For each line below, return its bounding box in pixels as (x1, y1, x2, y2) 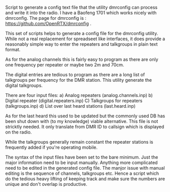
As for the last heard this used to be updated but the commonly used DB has (5, 113, 165, 119)
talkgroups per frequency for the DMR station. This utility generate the (5, 77, 152, 83)
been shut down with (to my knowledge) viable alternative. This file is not (5, 118, 158, 124)
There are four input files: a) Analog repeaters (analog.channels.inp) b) (5, 92, 153, 98)
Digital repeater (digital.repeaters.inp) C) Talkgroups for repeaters (5, 98, 143, 104)
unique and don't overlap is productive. (5, 181, 87, 187)
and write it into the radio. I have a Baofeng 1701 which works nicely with (5, 10, 157, 16)
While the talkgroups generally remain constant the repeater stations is (5, 139, 153, 145)
